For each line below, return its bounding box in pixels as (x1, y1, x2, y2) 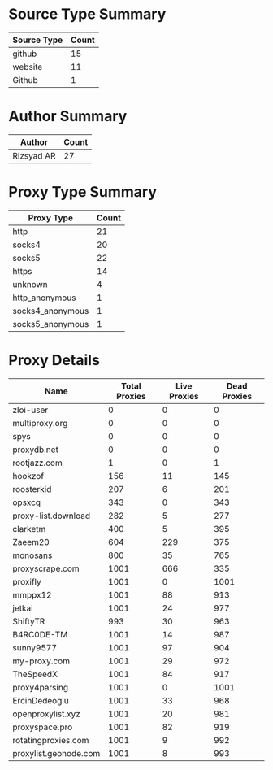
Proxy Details (8, 351, 100, 369)
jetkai (12, 603, 34, 614)
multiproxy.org (12, 417, 68, 429)
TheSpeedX (12, 668, 58, 680)
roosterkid (12, 483, 52, 494)
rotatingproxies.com (12, 734, 89, 746)
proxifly (12, 576, 42, 587)
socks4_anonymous (12, 305, 89, 316)
